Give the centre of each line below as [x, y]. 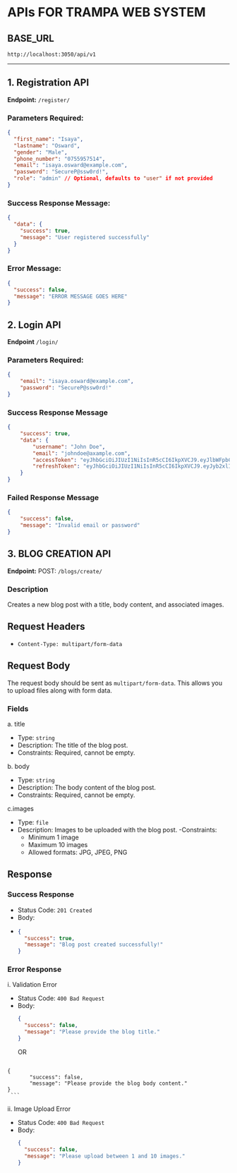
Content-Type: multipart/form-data [70, 644]
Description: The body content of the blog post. [87, 787]
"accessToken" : [55, 460]
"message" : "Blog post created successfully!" [94, 945]
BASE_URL [31, 38]
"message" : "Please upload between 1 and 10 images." [105, 1156]
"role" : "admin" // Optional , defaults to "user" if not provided [113, 178]
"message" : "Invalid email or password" [80, 525]
